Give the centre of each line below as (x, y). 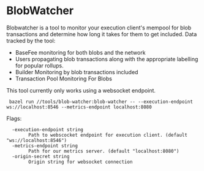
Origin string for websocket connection (81, 162)
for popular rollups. (39, 66)
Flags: (14, 118)
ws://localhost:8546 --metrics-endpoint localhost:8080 (79, 107)
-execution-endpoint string (48, 129)
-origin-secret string (41, 156)
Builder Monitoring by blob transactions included (77, 72)
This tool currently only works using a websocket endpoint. (81, 90)
